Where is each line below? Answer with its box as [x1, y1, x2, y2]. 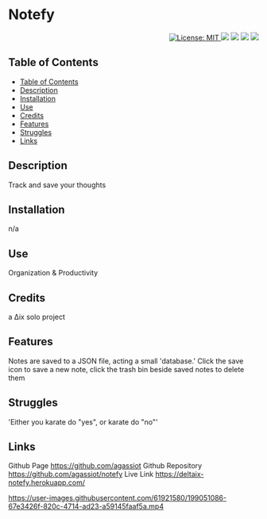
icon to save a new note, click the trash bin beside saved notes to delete [8, 364, 245, 374]
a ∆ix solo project [8, 312, 66, 321]
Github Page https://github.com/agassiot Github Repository [8, 461, 203, 471]
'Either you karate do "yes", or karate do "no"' [8, 417, 158, 426]
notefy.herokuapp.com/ [8, 478, 86, 487]
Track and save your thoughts [8, 180, 106, 190]
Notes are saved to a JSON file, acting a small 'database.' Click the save [8, 356, 244, 366]
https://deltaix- [154, 470, 204, 479]
